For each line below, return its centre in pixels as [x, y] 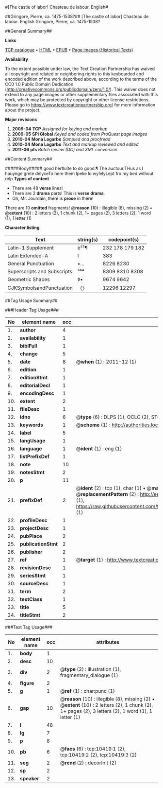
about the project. [23, 110]
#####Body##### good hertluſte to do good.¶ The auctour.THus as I [74, 168]
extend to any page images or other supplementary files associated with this [81, 95]
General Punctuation [31, 263]
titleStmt [30, 615]
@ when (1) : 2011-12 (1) [106, 362]
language [31, 448]
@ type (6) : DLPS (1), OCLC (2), [113, 417]
